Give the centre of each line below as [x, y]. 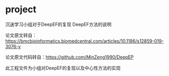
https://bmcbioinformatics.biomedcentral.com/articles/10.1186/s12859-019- [84, 41]
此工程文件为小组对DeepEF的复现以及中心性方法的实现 [63, 68]
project [21, 9]
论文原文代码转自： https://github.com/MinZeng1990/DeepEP [70, 57]
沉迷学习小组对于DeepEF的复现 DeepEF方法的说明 [58, 24]
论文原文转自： [21, 35]
